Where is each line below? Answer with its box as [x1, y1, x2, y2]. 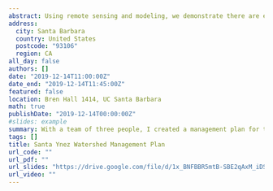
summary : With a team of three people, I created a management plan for [8, 125, 260, 133]
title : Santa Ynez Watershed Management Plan [8, 140, 165, 149]
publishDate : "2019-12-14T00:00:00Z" [8, 111, 136, 119]
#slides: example [8, 118, 67, 126]
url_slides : [8, 163, 49, 171]
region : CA [15, 50, 53, 58]
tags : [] [8, 132, 38, 141]
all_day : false [8, 58, 60, 66]
